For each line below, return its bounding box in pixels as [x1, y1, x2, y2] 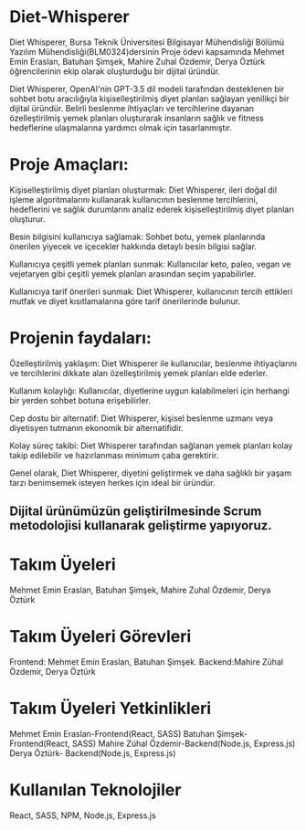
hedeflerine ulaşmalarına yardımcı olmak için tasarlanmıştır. [9, 121, 233, 133]
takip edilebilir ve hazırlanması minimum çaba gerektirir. [9, 449, 219, 460]
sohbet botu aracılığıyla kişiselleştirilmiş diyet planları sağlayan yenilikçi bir [9, 93, 290, 104]
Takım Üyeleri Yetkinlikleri [9, 699, 212, 719]
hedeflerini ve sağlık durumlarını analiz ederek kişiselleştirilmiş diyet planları [9, 204, 294, 215]
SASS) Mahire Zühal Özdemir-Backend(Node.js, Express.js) [71, 738, 296, 750]
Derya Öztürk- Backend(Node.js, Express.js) [9, 748, 176, 759]
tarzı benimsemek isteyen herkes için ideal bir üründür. [9, 477, 216, 488]
